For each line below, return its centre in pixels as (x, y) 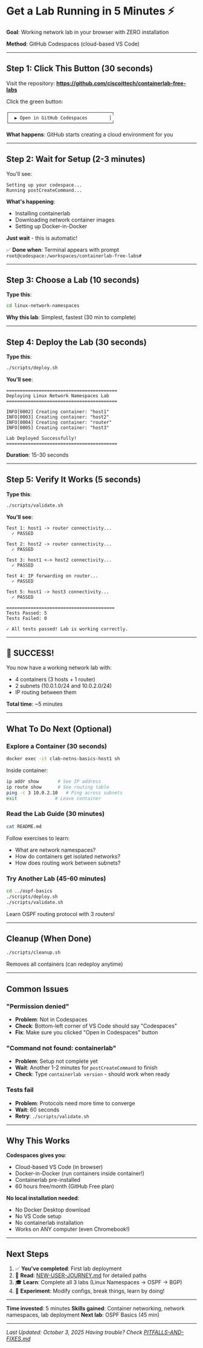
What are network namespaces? (55, 850)
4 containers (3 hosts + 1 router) (55, 679)
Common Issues (37, 989)
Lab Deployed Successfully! (42, 438)
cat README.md (24, 826)
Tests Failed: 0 (27, 618)
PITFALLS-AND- (164, 1332)
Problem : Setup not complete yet (56, 1061)
